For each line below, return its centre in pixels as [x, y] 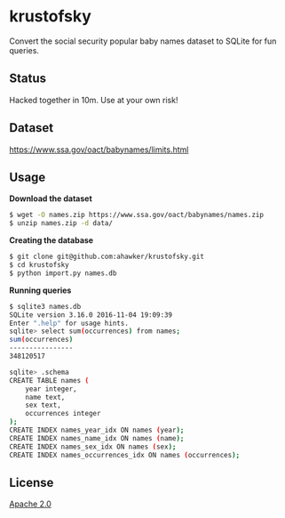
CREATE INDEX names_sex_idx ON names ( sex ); [93, 447]
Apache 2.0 [30, 504]
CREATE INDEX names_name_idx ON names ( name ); [97, 438]
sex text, [44, 405]
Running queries [40, 290]
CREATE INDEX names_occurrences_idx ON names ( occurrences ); [125, 455]
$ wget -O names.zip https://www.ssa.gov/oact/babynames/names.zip [137, 215]
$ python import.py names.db [63, 273]
